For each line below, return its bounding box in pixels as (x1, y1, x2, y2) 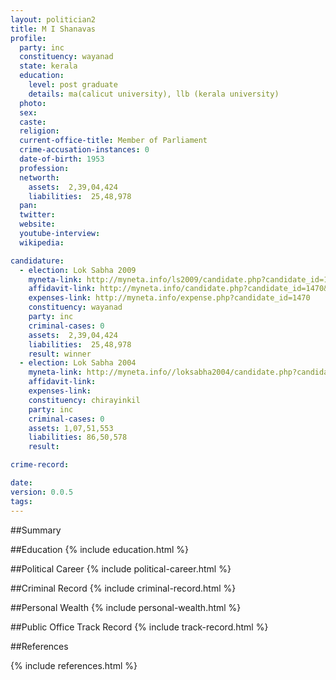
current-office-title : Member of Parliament (19, 136, 208, 146)
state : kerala (19, 61, 78, 71)
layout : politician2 (10, 14, 97, 25)
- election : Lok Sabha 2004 (19, 358, 137, 368)
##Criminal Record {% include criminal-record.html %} (10, 582, 237, 594)
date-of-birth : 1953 (19, 154, 105, 164)
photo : (19, 98, 47, 108)
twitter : (19, 210, 56, 220)
